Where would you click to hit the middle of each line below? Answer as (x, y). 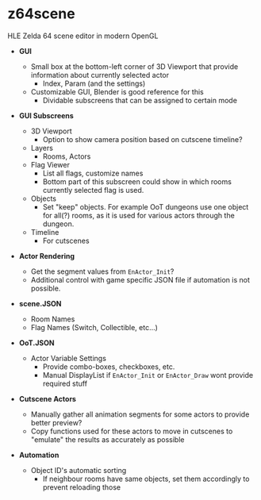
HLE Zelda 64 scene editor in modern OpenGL (83, 36)
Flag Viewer (50, 164)
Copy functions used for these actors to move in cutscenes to (132, 431)
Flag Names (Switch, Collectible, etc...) (94, 327)
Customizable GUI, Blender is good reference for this (117, 91)
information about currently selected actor (100, 75)
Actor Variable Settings (68, 358)
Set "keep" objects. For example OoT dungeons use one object (146, 206)
